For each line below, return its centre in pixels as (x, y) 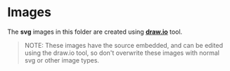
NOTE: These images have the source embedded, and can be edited (124, 45)
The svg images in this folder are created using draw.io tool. (95, 32)
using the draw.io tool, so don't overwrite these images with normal (122, 53)
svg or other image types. (62, 60)
